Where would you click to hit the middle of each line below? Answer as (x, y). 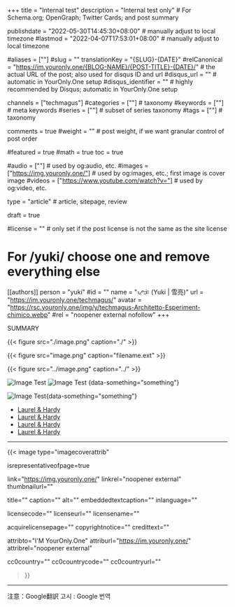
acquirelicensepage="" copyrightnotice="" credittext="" (88, 527)
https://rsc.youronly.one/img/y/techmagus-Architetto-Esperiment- (105, 307)
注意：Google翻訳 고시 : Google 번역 (59, 596)
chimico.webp (28, 315)
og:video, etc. (27, 188)
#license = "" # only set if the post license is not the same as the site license (117, 229)
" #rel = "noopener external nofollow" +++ (109, 315)
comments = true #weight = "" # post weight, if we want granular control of (116, 131)
